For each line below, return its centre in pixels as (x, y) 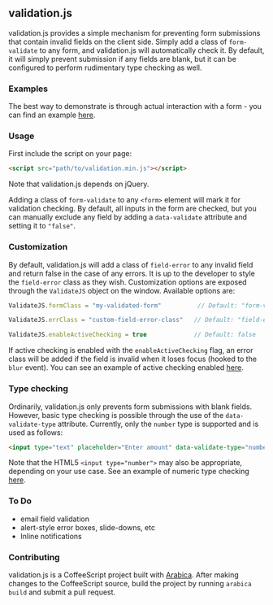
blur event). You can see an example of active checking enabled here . (126, 368)
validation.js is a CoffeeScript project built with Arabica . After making (124, 575)
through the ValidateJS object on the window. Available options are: (122, 290)
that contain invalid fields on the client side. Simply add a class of (118, 41)
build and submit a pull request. (62, 592)
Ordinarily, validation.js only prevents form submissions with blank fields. (130, 407)
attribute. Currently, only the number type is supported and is (158, 424)
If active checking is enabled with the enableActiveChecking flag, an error (131, 350)
